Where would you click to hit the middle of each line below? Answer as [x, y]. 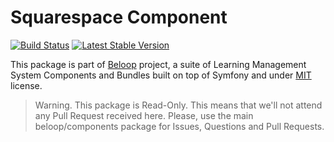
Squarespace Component [119, 17]
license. [26, 85]
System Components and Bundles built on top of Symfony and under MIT [161, 75]
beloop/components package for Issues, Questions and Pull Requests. [179, 126]
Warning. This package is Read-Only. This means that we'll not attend [178, 105]
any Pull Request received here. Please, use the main [144, 115]
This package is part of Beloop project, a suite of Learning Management [158, 64]
